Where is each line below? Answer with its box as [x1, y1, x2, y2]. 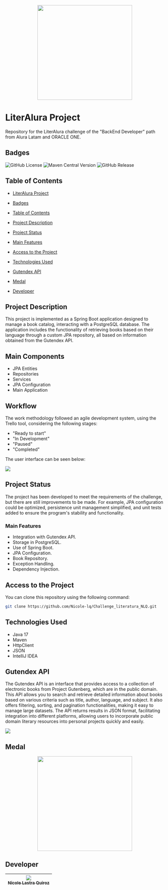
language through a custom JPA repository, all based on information [5, 332, 147, 338]
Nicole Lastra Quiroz [8, 880, 50, 886]
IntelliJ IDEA [12, 652, 38, 659]
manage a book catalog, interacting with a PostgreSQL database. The [5, 321, 150, 327]
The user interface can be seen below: [5, 456, 86, 462]
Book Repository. [12, 555, 48, 561]
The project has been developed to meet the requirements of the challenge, [5, 493, 162, 500]
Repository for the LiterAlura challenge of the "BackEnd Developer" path [5, 128, 155, 134]
